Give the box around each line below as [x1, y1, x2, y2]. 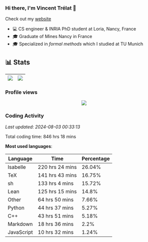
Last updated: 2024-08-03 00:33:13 [5, 124, 80, 130]
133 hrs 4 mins [37, 180, 74, 187]
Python [7, 204, 25, 211]
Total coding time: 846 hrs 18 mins [5, 133, 76, 139]
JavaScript [7, 228, 33, 235]
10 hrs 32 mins [37, 228, 74, 235]
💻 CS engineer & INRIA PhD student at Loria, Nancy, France [12, 26, 136, 32]
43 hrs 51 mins [37, 212, 74, 219]
